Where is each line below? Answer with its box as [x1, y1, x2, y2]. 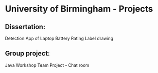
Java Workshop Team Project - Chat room [5, 62, 89, 68]
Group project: [5, 49, 50, 58]
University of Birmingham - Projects [5, 3, 153, 15]
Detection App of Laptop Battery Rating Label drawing [5, 35, 113, 41]
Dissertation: [5, 23, 46, 31]
